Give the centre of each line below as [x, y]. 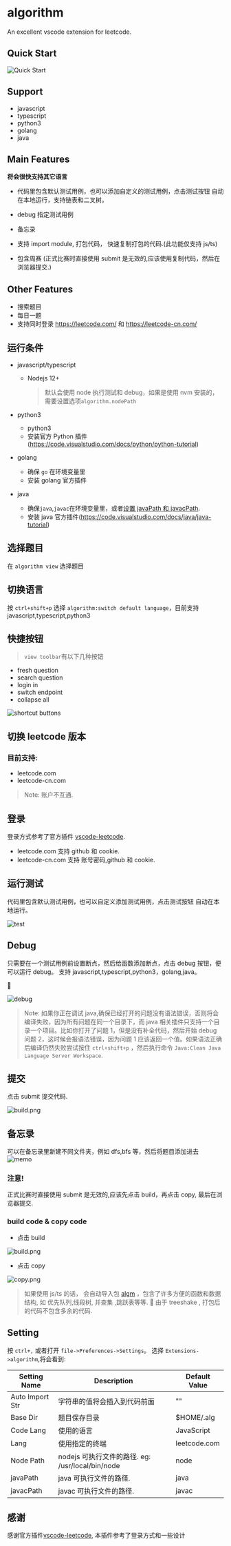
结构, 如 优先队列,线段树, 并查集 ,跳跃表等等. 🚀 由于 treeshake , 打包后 [122, 1302]
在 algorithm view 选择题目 [46, 566]
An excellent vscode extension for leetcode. [69, 32]
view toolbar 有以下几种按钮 [64, 657]
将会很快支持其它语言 [37, 176]
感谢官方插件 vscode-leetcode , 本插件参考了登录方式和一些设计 [96, 1536]
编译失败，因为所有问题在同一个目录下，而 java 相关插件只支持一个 [119, 1021]
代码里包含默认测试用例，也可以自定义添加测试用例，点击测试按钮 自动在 [110, 902]
